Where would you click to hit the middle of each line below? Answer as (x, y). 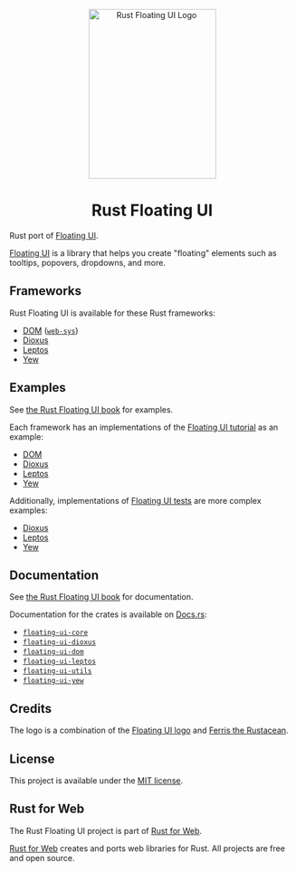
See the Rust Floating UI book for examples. (91, 409)
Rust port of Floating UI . (54, 235)
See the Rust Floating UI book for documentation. (101, 597)
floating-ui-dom (53, 652)
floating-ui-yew (53, 681)
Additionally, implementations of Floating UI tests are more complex (135, 500)
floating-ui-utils (57, 671)
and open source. (42, 858)
